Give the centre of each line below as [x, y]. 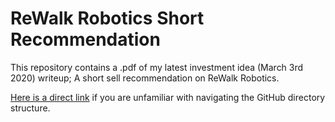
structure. [30, 108]
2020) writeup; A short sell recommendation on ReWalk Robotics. [145, 78]
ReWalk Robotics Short [107, 18]
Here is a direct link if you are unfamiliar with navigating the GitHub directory [168, 97]
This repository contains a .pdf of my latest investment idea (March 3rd [157, 67]
